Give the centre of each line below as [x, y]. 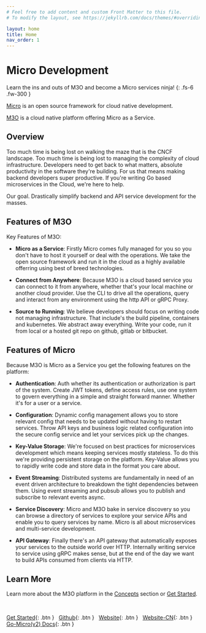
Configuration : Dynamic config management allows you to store [97, 415]
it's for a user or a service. [48, 403]
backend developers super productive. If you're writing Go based [89, 178]
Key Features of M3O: [34, 237]
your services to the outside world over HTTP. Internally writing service [105, 547]
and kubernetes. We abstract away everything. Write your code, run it [103, 324]
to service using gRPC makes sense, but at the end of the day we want [105, 553]
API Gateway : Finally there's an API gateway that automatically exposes [106, 540]
